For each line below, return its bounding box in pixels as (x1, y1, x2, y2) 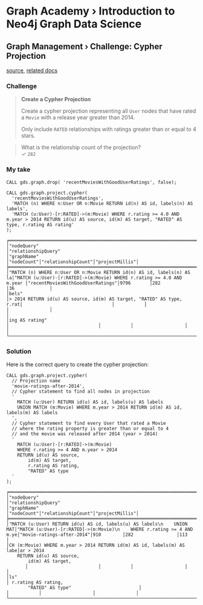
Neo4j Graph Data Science (6, 17, 142, 31)
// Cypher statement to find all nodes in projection (11, 388, 150, 395)
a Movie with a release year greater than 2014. (21, 114, 135, 121)
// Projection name (11, 378, 61, 384)
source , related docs (6, 67, 58, 74)
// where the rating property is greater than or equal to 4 (11, 426, 169, 432)
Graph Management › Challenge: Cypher (6, 41, 163, 52)
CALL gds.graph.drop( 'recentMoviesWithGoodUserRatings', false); (6, 179, 177, 186)
